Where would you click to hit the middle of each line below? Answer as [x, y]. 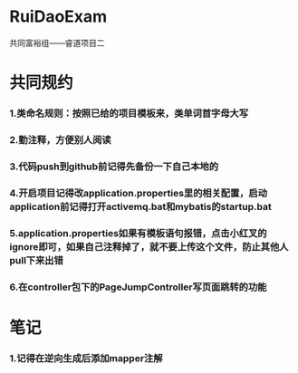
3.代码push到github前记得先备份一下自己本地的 [114, 167]
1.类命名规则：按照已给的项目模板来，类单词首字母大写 [129, 113]
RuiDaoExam [58, 17]
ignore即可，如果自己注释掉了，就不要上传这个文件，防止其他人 [149, 246]
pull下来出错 [36, 260]
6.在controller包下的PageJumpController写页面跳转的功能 [138, 287]
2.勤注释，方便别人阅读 [60, 139]
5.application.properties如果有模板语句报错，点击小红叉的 [138, 233]
